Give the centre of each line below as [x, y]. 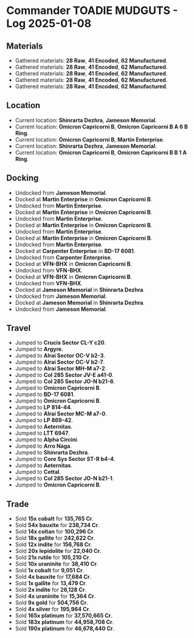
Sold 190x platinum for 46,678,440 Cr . [65, 629]
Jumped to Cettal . [38, 472]
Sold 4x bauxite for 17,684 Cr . [53, 577]
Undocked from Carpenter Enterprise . [64, 257]
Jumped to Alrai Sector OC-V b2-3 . [60, 356]
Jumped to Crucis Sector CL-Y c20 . [61, 343]
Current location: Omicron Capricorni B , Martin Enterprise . [90, 139]
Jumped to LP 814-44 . [43, 407]
